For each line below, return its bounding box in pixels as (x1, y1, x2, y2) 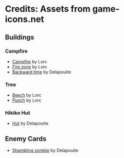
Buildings (5, 33, 35, 41)
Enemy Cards (5, 135, 47, 143)
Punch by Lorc (12, 97, 41, 103)
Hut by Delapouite (12, 121, 49, 126)
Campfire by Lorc (12, 58, 47, 64)
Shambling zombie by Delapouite (12, 147, 79, 154)
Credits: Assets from (5, 3, 91, 15)
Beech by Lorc (12, 92, 41, 98)
